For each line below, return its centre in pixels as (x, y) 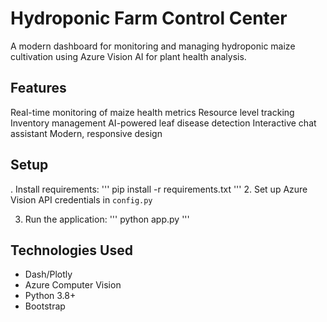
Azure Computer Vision (73, 285)
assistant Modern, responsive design (86, 133)
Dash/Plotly (48, 274)
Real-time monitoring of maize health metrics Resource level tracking (152, 112)
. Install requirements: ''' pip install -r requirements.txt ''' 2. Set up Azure (159, 189)
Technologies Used (71, 250)
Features (38, 88)
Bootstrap (45, 306)
